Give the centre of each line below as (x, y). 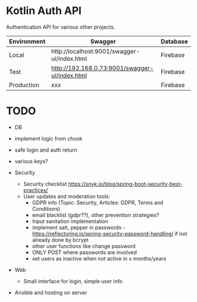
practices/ (35, 190)
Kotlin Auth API (44, 11)
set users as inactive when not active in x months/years (99, 258)
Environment (27, 41)
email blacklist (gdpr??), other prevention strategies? (96, 215)
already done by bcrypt (60, 240)
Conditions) (46, 208)
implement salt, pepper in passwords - (79, 227)
